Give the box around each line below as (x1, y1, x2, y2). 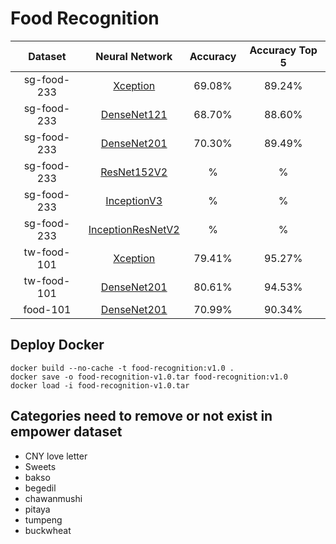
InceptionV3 (105, 193, 163, 207)
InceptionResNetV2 (88, 222, 180, 236)
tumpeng (24, 513, 63, 526)
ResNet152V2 (100, 165, 168, 179)
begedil (24, 482, 57, 494)
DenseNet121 (100, 107, 168, 121)
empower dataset (10, 423, 123, 441)
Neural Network (95, 49, 173, 63)
